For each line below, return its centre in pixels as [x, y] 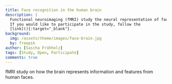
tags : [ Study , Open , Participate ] [42, 52]
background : [18, 34]
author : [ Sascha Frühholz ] [34, 48]
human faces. [20, 77]
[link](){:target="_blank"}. [41, 29]
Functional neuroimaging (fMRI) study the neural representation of [84, 19]
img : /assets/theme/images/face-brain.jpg [56, 39]
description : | [21, 15]
